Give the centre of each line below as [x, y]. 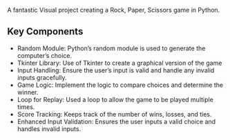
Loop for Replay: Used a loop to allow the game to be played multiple [115, 99]
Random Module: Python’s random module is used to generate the [111, 48]
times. [26, 107]
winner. [28, 92]
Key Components [45, 31]
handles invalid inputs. [49, 129]
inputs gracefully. [42, 77]
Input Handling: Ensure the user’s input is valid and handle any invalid [116, 70]
